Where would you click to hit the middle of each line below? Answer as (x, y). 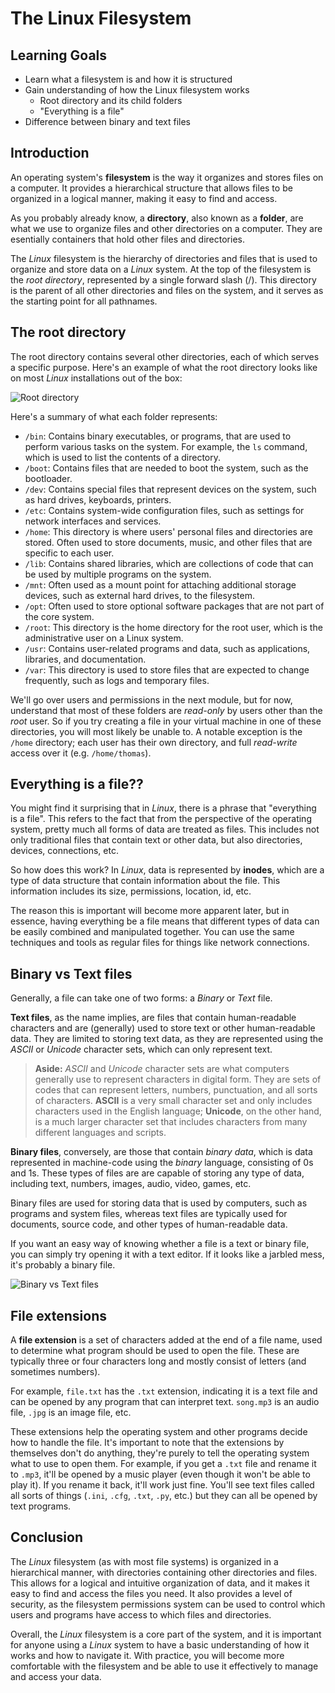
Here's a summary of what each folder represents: (114, 416)
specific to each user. (69, 553)
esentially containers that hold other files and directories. (127, 239)
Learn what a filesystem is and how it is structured (128, 79)
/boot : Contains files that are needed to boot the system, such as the (166, 468)
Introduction (50, 153)
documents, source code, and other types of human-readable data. (149, 1224)
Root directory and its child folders (111, 100)
